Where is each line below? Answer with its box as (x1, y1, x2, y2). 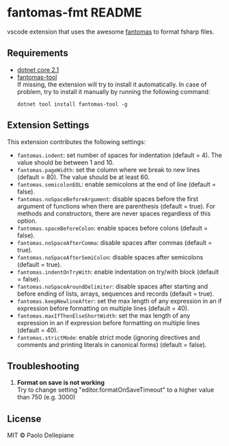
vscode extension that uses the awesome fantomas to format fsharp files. (7, 27, 215, 36)
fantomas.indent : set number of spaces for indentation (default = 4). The (16, 151, 222, 159)
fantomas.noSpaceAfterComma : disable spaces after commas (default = (16, 238, 213, 246)
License (7, 413, 42, 425)
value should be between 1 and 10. (16, 158, 114, 166)
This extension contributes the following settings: (7, 137, 146, 145)
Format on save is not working (16, 379, 105, 387)
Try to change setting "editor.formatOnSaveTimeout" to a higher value (16, 386, 214, 394)
